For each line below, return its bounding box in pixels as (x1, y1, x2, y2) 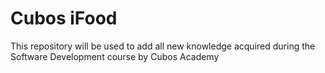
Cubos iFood (10, 7, 118, 30)
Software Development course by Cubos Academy (10, 50, 220, 62)
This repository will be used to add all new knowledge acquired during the (10, 40, 316, 52)
